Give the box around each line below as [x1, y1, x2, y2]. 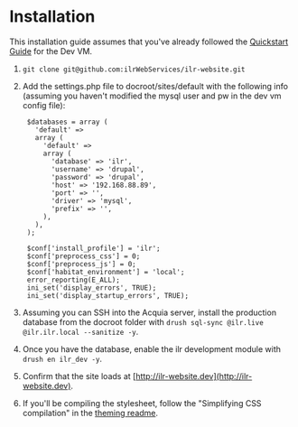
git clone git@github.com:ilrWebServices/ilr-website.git [22, 65, 246, 74]
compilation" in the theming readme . [22, 407, 159, 418]
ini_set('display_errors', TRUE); [26, 283, 157, 292]
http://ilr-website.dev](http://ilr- [135, 370, 253, 381]
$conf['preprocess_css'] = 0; [26, 251, 141, 261]
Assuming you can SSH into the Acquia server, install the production [22, 307, 277, 318]
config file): [22, 99, 66, 110]
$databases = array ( [26, 117, 108, 126]
